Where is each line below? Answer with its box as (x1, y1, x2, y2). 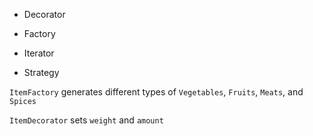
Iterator (23, 47, 55, 59)
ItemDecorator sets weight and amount (9, 114, 164, 126)
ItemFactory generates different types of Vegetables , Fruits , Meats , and (9, 86, 304, 98)
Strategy (23, 67, 60, 78)
